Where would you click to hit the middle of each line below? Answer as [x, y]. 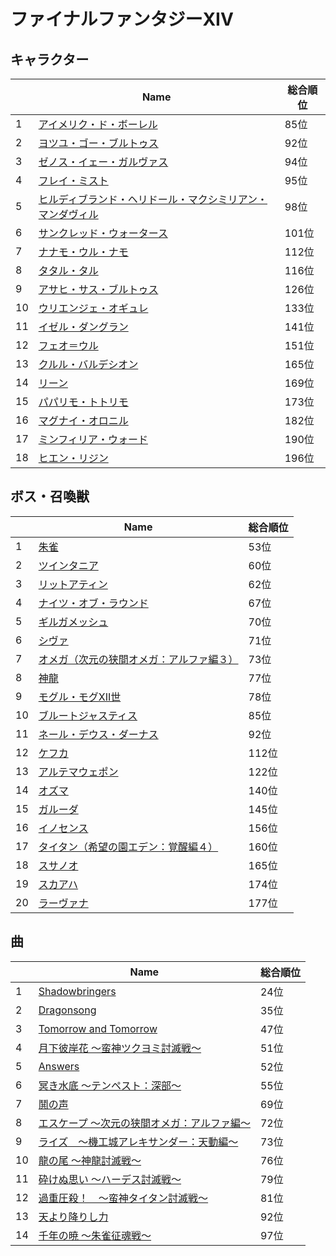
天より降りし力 [73, 1217]
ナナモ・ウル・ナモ [83, 252]
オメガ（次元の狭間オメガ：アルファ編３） [138, 659]
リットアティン [73, 584]
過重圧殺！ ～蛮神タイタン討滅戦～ [123, 1198]
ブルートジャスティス [88, 715]
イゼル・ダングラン [83, 327]
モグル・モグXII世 [80, 697]
